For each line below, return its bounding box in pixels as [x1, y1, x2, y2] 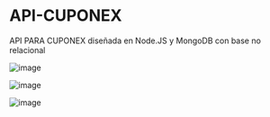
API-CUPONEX [9, 5, 122, 26]
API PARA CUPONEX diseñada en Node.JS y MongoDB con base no [9, 35, 261, 46]
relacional [9, 44, 46, 55]
